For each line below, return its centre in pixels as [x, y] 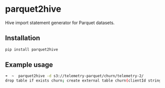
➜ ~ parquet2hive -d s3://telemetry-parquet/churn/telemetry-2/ [74, 76]
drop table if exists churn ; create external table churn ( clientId [76, 81]
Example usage [29, 65]
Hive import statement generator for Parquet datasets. [60, 23]
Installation [23, 38]
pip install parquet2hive [31, 49]
